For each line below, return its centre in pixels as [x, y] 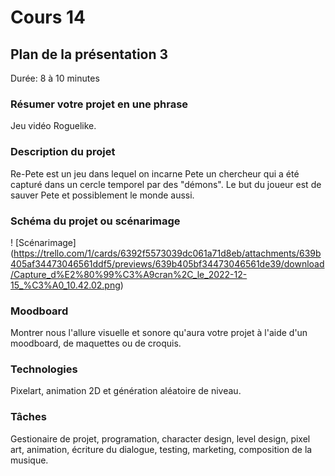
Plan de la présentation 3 [89, 54]
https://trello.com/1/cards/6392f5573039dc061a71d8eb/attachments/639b [167, 253]
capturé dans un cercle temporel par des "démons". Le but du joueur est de [166, 184]
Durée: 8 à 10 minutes [55, 78]
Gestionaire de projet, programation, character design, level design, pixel [160, 438]
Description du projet [63, 152]
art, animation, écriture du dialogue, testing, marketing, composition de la [161, 449]
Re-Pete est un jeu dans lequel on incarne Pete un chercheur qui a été [155, 173]
